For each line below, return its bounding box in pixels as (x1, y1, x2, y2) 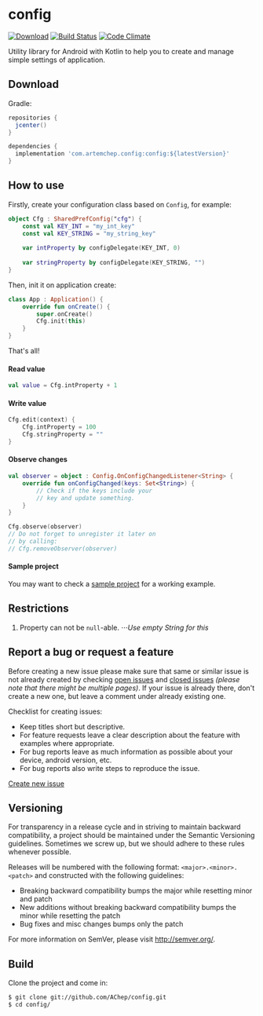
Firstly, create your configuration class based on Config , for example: (8, 199, 232, 209)
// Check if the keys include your (36, 487, 153, 495)
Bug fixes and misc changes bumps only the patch (19, 919, 184, 929)
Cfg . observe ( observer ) (8, 523, 82, 531)
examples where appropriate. (19, 738, 115, 747)
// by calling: (8, 538, 58, 546)
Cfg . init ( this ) (36, 317, 86, 325)
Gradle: (8, 98, 32, 108)
